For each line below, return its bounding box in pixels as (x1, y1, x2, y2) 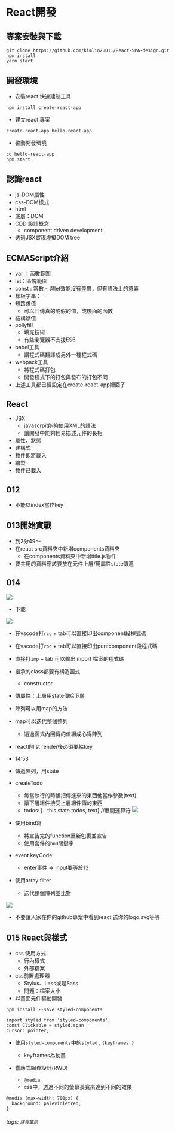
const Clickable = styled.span (6, 1022, 84, 1028)
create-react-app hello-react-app (6, 128, 93, 134)
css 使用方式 (14, 949, 47, 957)
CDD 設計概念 (14, 220, 50, 227)
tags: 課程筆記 (6, 1118, 38, 1126)
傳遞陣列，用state (14, 767, 59, 775)
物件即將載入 (14, 452, 47, 459)
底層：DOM (14, 212, 44, 219)
